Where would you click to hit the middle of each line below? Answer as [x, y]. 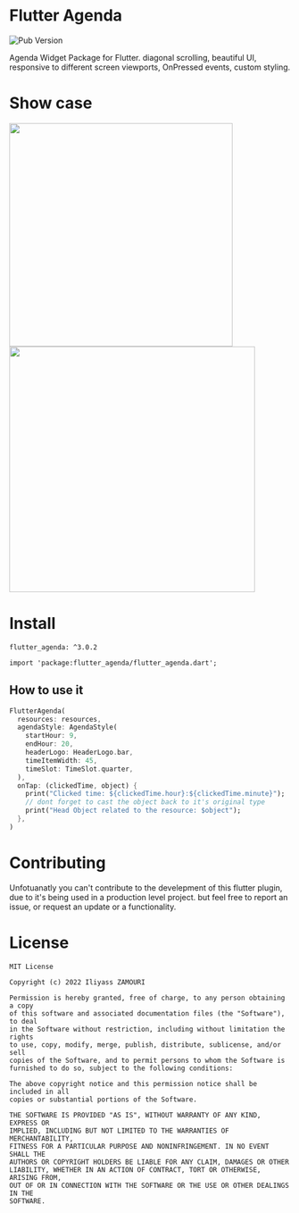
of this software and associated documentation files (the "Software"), [147, 1013]
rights [21, 1037]
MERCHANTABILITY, [42, 1138]
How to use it [46, 690]
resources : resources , [59, 719]
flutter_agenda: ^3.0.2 [54, 647]
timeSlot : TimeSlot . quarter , [79, 769]
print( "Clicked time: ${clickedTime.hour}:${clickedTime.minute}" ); [155, 794]
